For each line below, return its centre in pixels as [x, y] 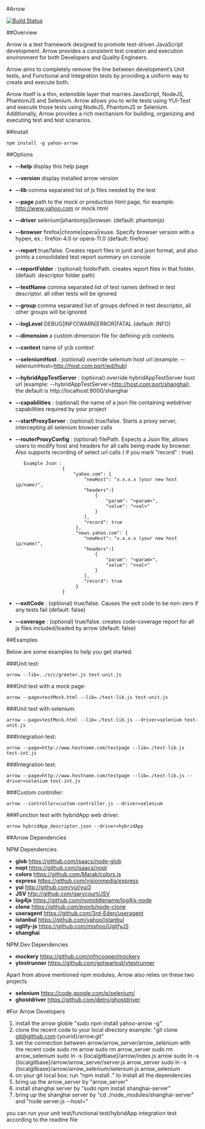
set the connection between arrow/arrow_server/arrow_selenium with [103, 1043]
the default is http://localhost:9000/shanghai [72, 391]
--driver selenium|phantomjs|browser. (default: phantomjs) [90, 220]
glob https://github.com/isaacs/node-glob [68, 861]
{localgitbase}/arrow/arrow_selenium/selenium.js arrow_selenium [98, 1069]
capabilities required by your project [61, 409]
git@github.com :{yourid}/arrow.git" [59, 1036]
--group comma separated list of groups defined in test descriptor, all [103, 305]
